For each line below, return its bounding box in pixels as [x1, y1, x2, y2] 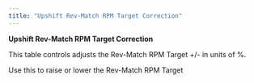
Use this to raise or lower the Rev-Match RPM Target [8, 65, 184, 75]
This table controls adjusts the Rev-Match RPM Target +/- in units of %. [8, 49, 247, 59]
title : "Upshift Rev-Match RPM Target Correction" [8, 11, 183, 20]
